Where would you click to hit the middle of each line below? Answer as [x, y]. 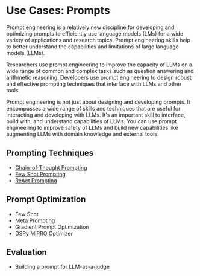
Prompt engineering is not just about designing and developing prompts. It [98, 102]
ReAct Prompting [36, 180]
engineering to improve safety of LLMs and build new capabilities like [92, 127]
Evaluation [27, 252]
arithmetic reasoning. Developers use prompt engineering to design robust [99, 77]
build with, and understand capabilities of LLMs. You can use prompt [92, 121]
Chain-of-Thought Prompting [51, 167]
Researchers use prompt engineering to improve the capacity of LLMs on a [99, 65]
